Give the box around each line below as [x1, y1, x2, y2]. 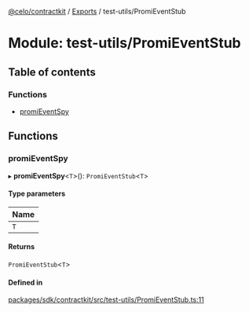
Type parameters [8, 189, 66, 199]
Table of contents [8, 65, 96, 79]
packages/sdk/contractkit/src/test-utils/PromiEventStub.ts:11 [8, 295, 204, 305]
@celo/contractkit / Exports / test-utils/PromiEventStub [8, 7, 186, 16]
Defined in [8, 277, 43, 287]
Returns [8, 242, 35, 251]
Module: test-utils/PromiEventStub [8, 35, 241, 52]
